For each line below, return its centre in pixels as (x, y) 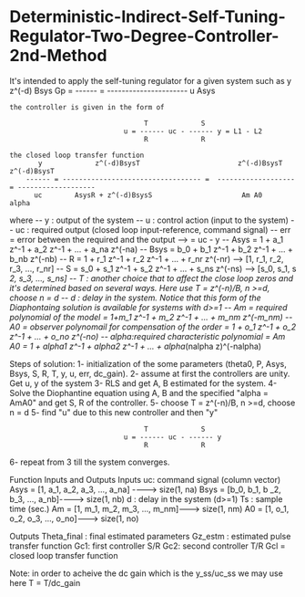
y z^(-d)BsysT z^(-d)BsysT (160, 163)
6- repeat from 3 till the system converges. (90, 462)
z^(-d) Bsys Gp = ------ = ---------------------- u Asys (112, 90)
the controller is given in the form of (87, 107)
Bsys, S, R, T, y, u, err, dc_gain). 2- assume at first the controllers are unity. (150, 373)
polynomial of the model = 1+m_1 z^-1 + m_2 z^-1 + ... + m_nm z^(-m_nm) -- (151, 317)
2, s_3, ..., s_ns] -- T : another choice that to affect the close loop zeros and (152, 278)
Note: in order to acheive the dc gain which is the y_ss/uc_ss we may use (147, 573)
